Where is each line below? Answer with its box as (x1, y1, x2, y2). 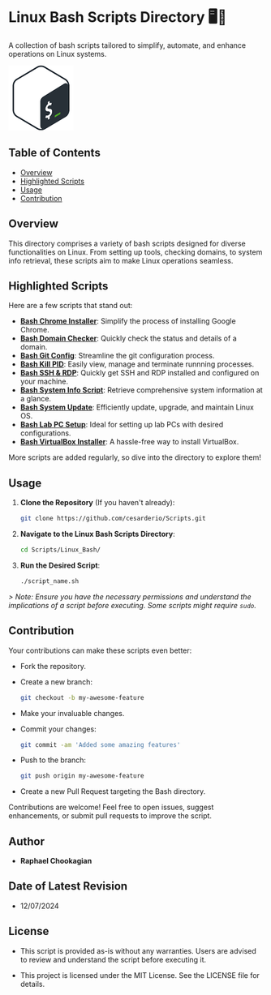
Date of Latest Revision (8, 879, 128, 894)
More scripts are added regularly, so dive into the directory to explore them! (8, 452, 262, 462)
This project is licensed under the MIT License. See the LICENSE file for (19, 970, 260, 980)
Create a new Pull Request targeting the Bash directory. (19, 787, 206, 796)
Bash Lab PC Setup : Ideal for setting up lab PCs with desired (19, 420, 224, 430)
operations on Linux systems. (8, 49, 107, 58)
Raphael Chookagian (19, 856, 92, 866)
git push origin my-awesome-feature (19, 772, 144, 780)
